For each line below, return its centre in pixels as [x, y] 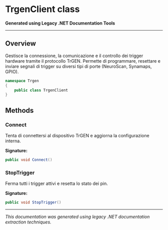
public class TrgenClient [41, 90]
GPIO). [12, 72]
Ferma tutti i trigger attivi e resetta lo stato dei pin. [57, 183]
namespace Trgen [22, 81]
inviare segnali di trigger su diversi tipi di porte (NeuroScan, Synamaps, [78, 66]
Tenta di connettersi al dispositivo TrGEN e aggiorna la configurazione [77, 135]
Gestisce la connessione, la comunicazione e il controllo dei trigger [74, 56]
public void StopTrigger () [33, 202]
